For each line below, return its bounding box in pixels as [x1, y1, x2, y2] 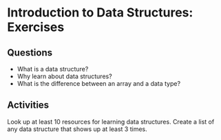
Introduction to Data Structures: [7, 5, 193, 21]
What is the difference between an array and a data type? [17, 80, 181, 87]
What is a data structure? [17, 65, 89, 73]
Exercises [7, 19, 65, 35]
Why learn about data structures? [17, 72, 112, 80]
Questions [7, 47, 53, 58]
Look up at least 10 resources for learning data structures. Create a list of [7, 117, 215, 126]
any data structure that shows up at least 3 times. [7, 125, 147, 133]
